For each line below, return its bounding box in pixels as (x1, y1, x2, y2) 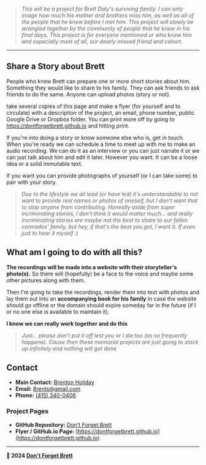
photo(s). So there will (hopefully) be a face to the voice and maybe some (6, 270, 194, 277)
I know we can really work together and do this (6, 320, 128, 327)
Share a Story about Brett (6, 61, 105, 72)
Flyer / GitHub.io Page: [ (15, 428, 78, 435)
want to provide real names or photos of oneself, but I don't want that (21, 196, 198, 204)
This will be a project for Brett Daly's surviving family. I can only (21, 6, 183, 12)
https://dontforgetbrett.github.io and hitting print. (6, 122, 130, 129)
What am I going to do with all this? (6, 247, 143, 258)
